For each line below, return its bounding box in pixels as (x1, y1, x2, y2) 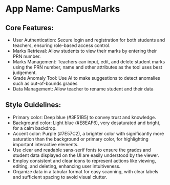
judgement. (12, 70, 37, 76)
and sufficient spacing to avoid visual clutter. (12, 174, 108, 180)
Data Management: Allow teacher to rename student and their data (12, 86, 154, 92)
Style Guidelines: (5, 101, 61, 109)
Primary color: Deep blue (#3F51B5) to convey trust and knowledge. (12, 114, 156, 120)
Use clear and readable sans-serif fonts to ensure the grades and (12, 147, 151, 153)
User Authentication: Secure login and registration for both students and (12, 37, 165, 43)
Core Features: (5, 24, 54, 32)
